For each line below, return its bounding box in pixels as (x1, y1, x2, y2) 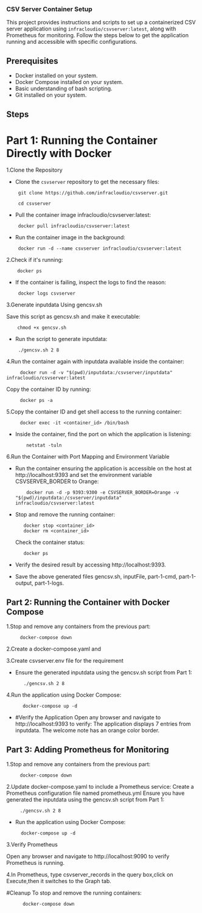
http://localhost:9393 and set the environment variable (15, 471, 152, 479)
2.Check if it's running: (6, 256, 63, 264)
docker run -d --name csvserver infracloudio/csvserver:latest (18, 245, 182, 252)
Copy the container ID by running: (6, 386, 91, 393)
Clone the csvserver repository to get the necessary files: (15, 178, 159, 186)
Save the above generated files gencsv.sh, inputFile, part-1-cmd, (15, 573, 178, 580)
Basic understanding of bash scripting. (15, 85, 113, 93)
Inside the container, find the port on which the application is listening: (15, 431, 192, 438)
